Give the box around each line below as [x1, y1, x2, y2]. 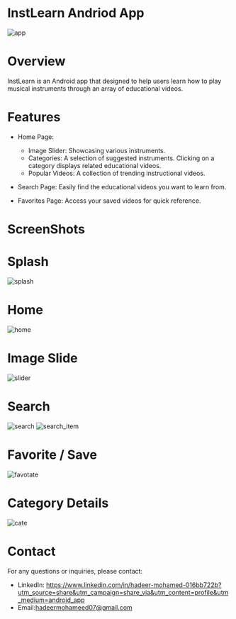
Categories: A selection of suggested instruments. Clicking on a [28, 154, 215, 162]
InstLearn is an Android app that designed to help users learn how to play [7, 77, 222, 85]
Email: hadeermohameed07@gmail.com [17, 603, 133, 611]
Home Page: [17, 133, 55, 141]
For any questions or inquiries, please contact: [7, 567, 143, 575]
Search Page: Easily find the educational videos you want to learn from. [17, 182, 227, 191]
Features [7, 109, 61, 126]
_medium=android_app [17, 596, 85, 604]
